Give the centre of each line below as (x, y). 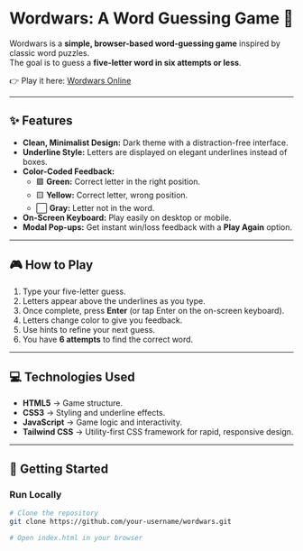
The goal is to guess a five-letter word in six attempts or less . (125, 62)
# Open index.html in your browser (76, 537)
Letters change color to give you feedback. (102, 320)
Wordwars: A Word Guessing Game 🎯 (151, 18)
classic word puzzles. (50, 52)
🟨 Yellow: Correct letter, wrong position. (112, 195)
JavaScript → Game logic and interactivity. (102, 422)
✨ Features (41, 121)
